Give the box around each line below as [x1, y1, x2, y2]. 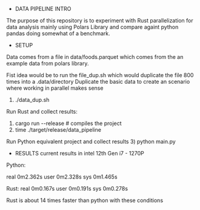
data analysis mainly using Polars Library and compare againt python [6, 24, 179, 30]
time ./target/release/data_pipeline [15, 126, 102, 133]
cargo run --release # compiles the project [15, 120, 122, 127]
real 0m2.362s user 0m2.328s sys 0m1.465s [6, 173, 118, 180]
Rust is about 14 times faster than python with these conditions [6, 197, 164, 204]
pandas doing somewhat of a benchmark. [6, 30, 110, 37]
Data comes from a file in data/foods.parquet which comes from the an [6, 53, 184, 60]
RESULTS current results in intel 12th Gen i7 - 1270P [15, 150, 144, 157]
